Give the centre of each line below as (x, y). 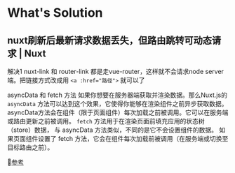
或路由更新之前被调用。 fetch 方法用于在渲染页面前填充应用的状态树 (106, 121)
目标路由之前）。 (31, 147)
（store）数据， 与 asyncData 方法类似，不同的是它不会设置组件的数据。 (113, 130)
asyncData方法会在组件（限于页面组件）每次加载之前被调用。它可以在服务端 (118, 112)
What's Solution (55, 13)
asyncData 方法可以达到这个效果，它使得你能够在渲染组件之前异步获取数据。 (117, 104)
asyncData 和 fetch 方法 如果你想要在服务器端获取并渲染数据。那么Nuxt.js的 (117, 95)
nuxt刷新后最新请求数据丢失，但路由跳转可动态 (110, 40)
